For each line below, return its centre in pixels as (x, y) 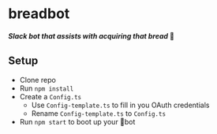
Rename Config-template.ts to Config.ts (99, 113)
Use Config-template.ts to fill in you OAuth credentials (120, 105)
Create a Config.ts (51, 96)
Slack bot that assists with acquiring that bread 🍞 (92, 35)
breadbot (39, 14)
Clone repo (38, 80)
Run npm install (47, 88)
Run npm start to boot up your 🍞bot (77, 121)
